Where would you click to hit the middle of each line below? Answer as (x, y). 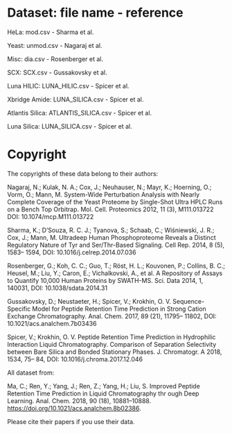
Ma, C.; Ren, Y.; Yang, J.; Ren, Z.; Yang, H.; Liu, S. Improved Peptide (104, 386)
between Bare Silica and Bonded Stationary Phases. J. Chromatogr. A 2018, (115, 352)
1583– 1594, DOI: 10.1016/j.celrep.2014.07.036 (72, 252)
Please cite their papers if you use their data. (71, 421)
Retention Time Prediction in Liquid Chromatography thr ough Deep (103, 393)
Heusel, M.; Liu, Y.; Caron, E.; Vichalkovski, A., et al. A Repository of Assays (115, 273)
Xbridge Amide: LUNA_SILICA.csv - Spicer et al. (75, 99)
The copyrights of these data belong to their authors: (83, 173)
